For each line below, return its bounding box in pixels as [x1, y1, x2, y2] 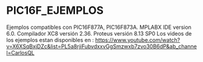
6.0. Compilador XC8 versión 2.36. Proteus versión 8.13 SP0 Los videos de [6, 29, 192, 37]
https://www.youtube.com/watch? [95, 36, 181, 43]
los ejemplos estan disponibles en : [6, 36, 94, 43]
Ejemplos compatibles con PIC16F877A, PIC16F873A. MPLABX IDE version [6, 23, 192, 31]
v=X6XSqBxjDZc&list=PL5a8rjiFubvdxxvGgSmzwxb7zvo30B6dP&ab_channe [6, 43, 197, 50]
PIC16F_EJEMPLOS [6, 4, 104, 17]
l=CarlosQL [6, 49, 35, 56]
